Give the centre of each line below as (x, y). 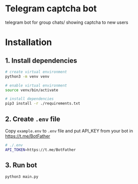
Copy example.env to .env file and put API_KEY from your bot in (69, 131)
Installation (29, 42)
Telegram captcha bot (51, 9)
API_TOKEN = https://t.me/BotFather (41, 150)
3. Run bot (21, 165)
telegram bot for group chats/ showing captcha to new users (67, 22)
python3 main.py (22, 177)
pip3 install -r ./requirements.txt (43, 104)
